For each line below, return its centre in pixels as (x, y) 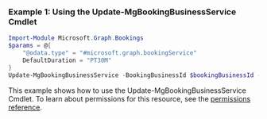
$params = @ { (30, 46)
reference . (25, 107)
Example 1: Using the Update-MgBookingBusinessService (122, 12)
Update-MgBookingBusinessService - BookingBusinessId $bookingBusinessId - (135, 75)
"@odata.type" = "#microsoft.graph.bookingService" (110, 53)
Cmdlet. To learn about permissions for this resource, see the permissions (130, 98)
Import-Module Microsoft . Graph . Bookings (76, 38)
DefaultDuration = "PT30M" (67, 60)
